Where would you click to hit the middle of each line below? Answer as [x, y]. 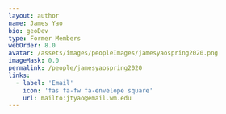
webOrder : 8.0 [32, 46]
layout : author [34, 16]
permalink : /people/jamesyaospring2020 [75, 68]
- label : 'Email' [45, 83]
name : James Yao [36, 23]
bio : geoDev [28, 31]
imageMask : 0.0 [34, 61]
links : [19, 75]
